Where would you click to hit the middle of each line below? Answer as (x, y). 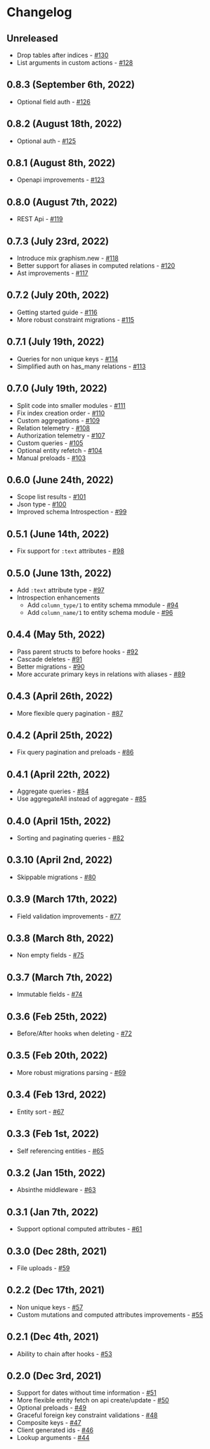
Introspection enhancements (58, 597)
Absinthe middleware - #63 (56, 1190)
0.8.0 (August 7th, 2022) (62, 202)
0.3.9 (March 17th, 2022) (62, 899)
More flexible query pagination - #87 (70, 713)
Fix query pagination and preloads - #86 (75, 752)
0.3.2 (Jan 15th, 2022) (56, 1173)
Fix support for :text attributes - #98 (70, 551)
